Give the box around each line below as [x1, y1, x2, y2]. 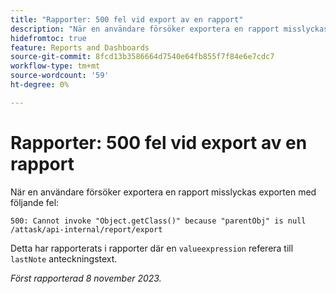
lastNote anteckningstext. [10, 252, 118, 265]
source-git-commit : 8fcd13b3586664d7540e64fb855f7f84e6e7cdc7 [10, 52, 275, 62]
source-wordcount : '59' [10, 71, 110, 81]
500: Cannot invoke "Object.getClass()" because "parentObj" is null [10, 216, 307, 226]
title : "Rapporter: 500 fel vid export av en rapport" [10, 14, 244, 25]
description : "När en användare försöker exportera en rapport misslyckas [10, 24, 329, 34]
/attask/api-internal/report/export [10, 224, 163, 235]
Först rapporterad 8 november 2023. [10, 272, 162, 284]
